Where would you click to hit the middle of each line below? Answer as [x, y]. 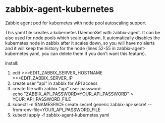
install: [12, 63]
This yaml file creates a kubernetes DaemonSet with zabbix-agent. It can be [82, 32]
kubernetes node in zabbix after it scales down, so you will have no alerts [80, 43]
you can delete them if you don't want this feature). [94, 54]
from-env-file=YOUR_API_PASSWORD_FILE [56, 110]
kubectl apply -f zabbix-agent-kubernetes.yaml [61, 115]
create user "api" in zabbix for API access [55, 83]
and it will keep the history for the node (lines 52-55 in [60, 48]
